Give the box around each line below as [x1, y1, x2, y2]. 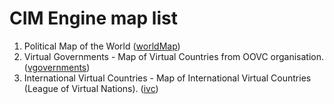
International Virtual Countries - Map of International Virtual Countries [23, 72, 312, 84]
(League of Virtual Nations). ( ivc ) [23, 82, 159, 94]
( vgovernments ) [23, 61, 91, 73]
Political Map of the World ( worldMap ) [23, 40, 181, 52]
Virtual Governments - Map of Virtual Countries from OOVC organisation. [23, 50, 325, 62]
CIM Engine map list [9, 7, 178, 30]
